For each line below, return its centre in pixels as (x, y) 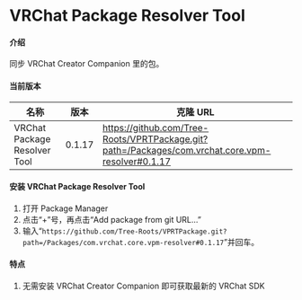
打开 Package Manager (65, 208)
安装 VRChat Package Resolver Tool (77, 187)
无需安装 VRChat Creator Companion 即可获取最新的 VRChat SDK (143, 286)
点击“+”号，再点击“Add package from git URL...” (112, 219)
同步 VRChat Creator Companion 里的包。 (87, 64)
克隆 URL (195, 111)
